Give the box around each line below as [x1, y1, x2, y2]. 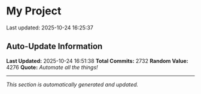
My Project [6, 4, 62, 18]
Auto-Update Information [6, 41, 103, 51]
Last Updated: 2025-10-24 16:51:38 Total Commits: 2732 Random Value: [6, 57, 188, 64]
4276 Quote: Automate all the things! [6, 63, 98, 71]
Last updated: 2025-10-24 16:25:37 [6, 24, 94, 31]
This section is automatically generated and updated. [6, 81, 139, 88]
